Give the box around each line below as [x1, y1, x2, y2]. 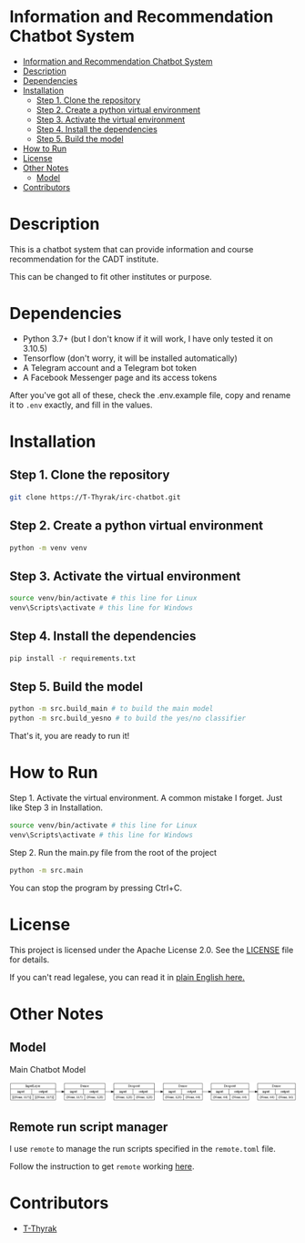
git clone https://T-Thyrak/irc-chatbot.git [9, 492, 181, 502]
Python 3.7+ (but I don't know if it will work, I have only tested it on [22, 333, 273, 344]
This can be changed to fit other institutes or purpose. [9, 271, 212, 282]
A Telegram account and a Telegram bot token [22, 362, 198, 373]
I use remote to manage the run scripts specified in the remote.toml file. [9, 1143, 276, 1154]
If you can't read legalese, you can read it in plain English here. [9, 971, 246, 982]
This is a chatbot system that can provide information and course [9, 243, 254, 254]
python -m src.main [9, 866, 84, 875]
